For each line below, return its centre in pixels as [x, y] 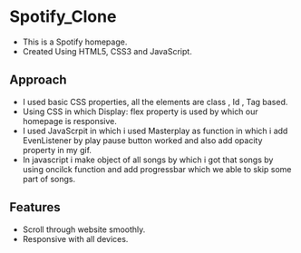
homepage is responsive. [70, 121]
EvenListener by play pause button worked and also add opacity [142, 140]
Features [35, 207]
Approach [38, 80]
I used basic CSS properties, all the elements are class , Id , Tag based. [155, 102]
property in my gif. [57, 150]
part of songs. [49, 179]
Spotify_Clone [63, 17]
